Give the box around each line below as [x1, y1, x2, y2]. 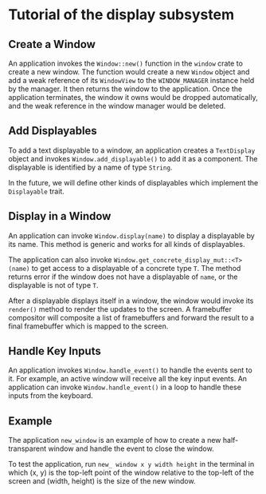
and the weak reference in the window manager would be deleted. [8, 102, 226, 110]
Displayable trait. [8, 186, 65, 196]
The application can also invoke [8, 254, 112, 265]
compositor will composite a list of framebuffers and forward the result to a [8, 313, 255, 322]
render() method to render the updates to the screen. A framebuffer [8, 304, 233, 313]
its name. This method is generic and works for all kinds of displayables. [8, 239, 245, 249]
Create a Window [8, 38, 96, 51]
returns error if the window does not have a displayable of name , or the [8, 272, 238, 281]
